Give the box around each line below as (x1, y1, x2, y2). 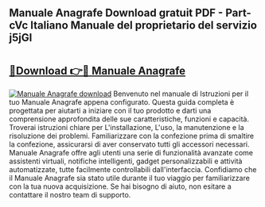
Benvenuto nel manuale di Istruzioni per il (113, 89, 249, 98)
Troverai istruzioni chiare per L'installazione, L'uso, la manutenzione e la (9, 123, 245, 132)
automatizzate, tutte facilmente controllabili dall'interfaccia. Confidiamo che (9, 165, 257, 174)
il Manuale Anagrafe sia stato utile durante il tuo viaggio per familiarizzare (9, 174, 250, 182)
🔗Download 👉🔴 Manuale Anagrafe (9, 63, 186, 78)
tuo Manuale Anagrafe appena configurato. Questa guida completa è (9, 98, 235, 106)
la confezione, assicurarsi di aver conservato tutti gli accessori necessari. (9, 140, 250, 149)
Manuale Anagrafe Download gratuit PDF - (9, 6, 224, 20)
